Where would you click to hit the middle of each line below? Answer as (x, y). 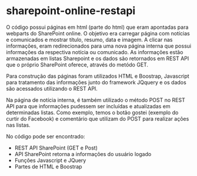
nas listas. (18, 125)
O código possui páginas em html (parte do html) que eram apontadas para (97, 27)
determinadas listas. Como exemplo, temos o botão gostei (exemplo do (92, 112)
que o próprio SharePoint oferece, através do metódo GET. (77, 64)
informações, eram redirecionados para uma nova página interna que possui (99, 46)
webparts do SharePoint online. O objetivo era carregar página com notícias (98, 33)
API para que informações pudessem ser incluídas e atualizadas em (88, 106)
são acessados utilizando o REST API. (52, 88)
